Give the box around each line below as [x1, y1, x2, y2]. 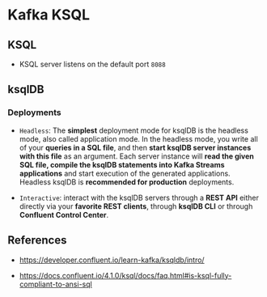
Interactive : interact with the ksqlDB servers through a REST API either [19, 193, 260, 202]
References [7, 233, 67, 248]
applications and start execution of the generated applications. [19, 168, 231, 178]
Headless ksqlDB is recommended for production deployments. [19, 176, 235, 187]
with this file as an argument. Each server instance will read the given [19, 151, 254, 161]
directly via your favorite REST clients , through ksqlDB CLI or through [19, 201, 253, 211]
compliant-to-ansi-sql [19, 279, 92, 289]
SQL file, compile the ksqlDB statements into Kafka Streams [19, 159, 225, 169]
